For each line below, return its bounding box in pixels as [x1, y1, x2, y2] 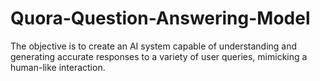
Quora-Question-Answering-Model [10, 7, 311, 30]
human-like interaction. [10, 61, 106, 73]
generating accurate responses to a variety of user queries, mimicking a [10, 50, 308, 62]
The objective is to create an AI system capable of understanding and [10, 40, 298, 52]
